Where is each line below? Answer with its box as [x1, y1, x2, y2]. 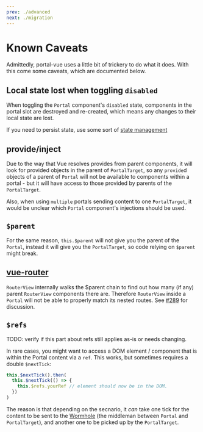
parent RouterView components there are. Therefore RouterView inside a [6, 290, 186, 297]
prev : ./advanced [6, 9, 51, 15]
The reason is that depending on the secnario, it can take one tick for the [6, 405, 190, 412]
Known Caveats [6, 41, 88, 55]
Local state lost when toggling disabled [6, 85, 158, 95]
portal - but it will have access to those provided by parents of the [6, 179, 173, 187]
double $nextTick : [6, 360, 52, 367]
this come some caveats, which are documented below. [6, 68, 146, 75]
